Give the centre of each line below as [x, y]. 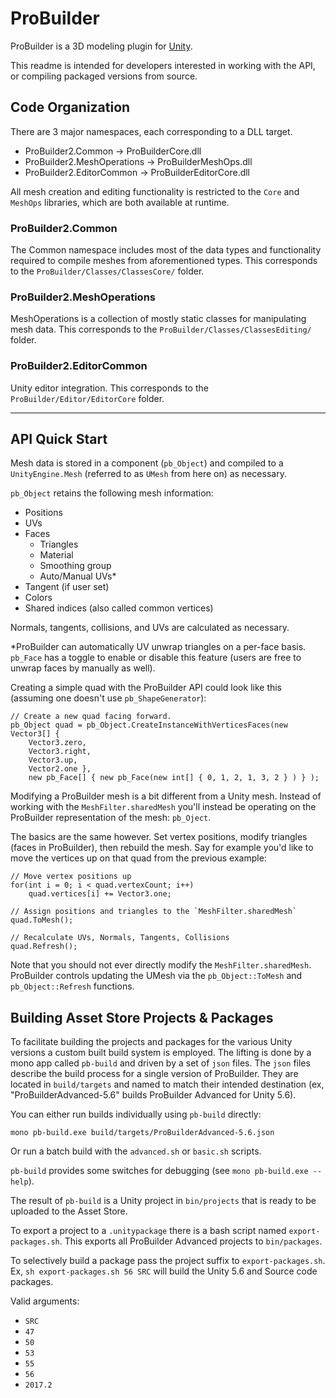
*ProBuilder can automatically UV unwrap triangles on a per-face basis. [158, 647]
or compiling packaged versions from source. [104, 76]
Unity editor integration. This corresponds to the [109, 388]
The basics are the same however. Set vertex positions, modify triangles [159, 837]
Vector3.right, [60, 752]
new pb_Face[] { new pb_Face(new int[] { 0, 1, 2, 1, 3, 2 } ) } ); [174, 778]
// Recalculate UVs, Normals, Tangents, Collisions [120, 938]
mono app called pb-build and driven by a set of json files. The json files [160, 1063]
